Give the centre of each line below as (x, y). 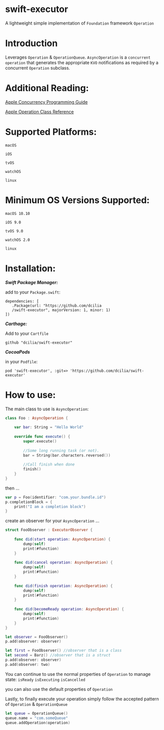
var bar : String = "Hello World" (49, 427)
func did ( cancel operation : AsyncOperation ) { (63, 563)
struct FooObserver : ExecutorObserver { (49, 530)
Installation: (30, 268)
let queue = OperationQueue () (37, 713)
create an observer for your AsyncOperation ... (52, 521)
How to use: (30, 395)
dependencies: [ (22, 301)
